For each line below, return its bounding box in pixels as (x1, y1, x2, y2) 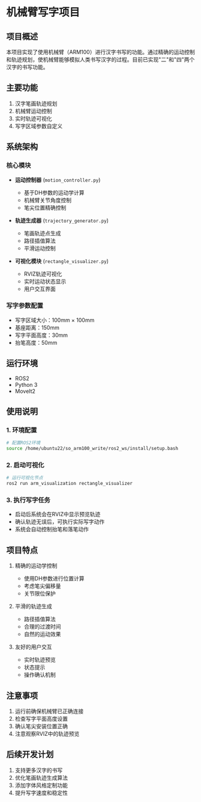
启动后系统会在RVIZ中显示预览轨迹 (14, 511, 101, 518)
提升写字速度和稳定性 (14, 789, 68, 796)
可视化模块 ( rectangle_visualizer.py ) (14, 257, 109, 265)
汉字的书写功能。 (6, 64, 49, 70)
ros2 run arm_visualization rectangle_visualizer (6, 481, 133, 487)
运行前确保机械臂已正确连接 (14, 708, 84, 715)
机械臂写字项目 (6, 5, 80, 19)
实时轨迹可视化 (14, 115, 52, 122)
